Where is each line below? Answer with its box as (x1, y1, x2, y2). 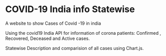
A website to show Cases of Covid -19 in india (5, 20, 102, 26)
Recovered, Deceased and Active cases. (5, 35, 90, 41)
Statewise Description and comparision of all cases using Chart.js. (5, 45, 144, 51)
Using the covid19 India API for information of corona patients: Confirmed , (5, 30, 161, 36)
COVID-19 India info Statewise (5, 4, 135, 15)
